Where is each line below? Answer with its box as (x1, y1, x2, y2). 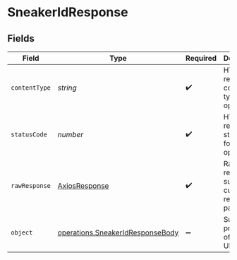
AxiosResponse (57, 181, 109, 191)
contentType (11, 84, 51, 92)
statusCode (11, 131, 47, 138)
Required (186, 54, 217, 63)
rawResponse (11, 182, 51, 189)
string (57, 83, 78, 93)
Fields (7, 32, 35, 45)
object (11, 229, 33, 237)
